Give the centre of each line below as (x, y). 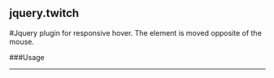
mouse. (22, 41)
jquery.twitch (44, 13)
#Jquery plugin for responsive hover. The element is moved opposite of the (136, 32)
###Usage (27, 57)
